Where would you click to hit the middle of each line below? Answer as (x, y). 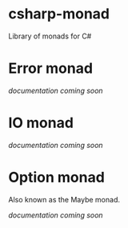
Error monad (51, 68)
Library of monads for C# (50, 36)
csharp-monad (59, 14)
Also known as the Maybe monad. (64, 199)
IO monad (41, 123)
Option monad (57, 178)
